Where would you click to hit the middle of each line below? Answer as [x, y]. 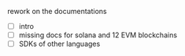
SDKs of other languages [59, 44]
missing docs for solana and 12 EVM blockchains [98, 35]
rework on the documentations [57, 11]
